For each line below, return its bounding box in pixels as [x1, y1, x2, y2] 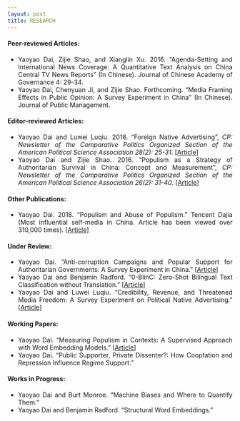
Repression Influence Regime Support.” [17, 358, 134, 367]
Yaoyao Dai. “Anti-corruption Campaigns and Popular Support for [17, 258, 233, 266]
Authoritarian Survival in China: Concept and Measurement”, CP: [17, 163, 233, 171]
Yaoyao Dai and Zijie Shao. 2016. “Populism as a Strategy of [17, 155, 233, 164]
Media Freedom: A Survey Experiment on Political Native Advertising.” [17, 295, 233, 304]
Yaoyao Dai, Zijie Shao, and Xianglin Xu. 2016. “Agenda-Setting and [17, 55, 233, 64]
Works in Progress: [7, 375, 66, 383]
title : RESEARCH [7, 17, 56, 24]
